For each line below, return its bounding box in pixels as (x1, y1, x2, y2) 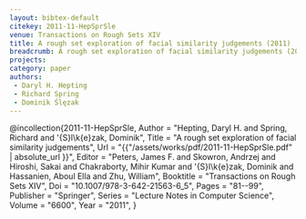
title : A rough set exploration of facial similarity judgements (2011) (9, 38, 291, 48)
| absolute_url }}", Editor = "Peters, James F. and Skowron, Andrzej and (9, 152, 276, 163)
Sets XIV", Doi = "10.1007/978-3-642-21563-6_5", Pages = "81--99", (9, 181, 264, 192)
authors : (9, 73, 43, 82)
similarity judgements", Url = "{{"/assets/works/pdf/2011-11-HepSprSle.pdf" (9, 142, 293, 153)
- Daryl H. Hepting (13, 81, 88, 90)
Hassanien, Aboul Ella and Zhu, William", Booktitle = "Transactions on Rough (9, 171, 296, 182)
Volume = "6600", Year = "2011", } (9, 200, 138, 211)
